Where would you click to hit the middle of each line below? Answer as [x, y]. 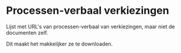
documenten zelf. [27, 32]
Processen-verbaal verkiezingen [88, 11]
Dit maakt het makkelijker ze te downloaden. [59, 44]
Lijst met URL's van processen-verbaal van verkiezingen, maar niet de [90, 26]
